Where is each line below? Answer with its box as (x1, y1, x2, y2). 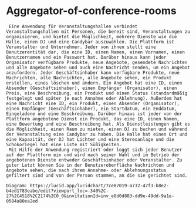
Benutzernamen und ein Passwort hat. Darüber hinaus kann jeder (6, 54, 167, 60)
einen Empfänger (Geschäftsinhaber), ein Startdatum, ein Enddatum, (6, 106, 177, 112)
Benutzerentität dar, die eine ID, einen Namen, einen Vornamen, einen (6, 49, 185, 55)
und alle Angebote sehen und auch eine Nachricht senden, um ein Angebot (6, 65, 191, 70)
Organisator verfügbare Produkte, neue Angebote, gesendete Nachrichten (6, 59, 188, 65)
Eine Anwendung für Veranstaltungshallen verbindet (8, 23, 138, 29)
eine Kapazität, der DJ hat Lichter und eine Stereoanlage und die (6, 136, 175, 142)
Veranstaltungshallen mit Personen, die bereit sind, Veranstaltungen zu (6, 28, 191, 35)
